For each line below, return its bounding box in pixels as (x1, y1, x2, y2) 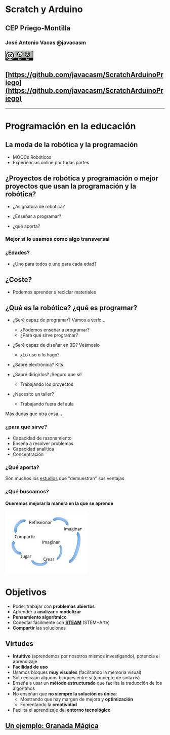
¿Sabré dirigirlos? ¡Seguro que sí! (12, 372, 82, 378)
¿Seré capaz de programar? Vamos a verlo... (12, 317, 106, 323)
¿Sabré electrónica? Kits (12, 361, 63, 368)
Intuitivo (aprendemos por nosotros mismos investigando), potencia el (12, 653, 160, 659)
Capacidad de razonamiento (12, 435, 72, 441)
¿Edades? (5, 249, 30, 256)
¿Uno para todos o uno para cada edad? (12, 261, 97, 267)
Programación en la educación (5, 120, 136, 132)
